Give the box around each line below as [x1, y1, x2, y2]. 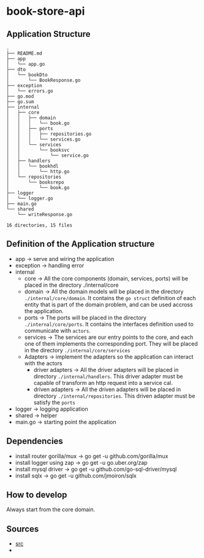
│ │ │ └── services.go [6, 136, 81, 142]
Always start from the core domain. [6, 506, 96, 513]
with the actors [24, 359, 62, 366]
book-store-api [6, 4, 85, 18]
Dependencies [6, 436, 63, 446]
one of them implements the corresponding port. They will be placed [24, 339, 198, 347]
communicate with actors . [24, 327, 91, 334]
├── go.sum [6, 99, 34, 105]
